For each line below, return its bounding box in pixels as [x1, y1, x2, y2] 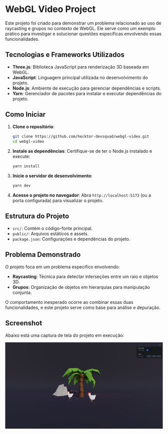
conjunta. [12, 289, 32, 295]
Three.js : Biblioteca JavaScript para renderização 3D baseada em [12, 64, 149, 70]
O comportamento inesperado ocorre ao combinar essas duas [5, 299, 133, 305]
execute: [12, 154, 31, 160]
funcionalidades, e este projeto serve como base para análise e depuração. [5, 304, 161, 310]
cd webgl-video [12, 139, 44, 144]
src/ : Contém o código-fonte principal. [12, 225, 93, 231]
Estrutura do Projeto [5, 212, 69, 221]
